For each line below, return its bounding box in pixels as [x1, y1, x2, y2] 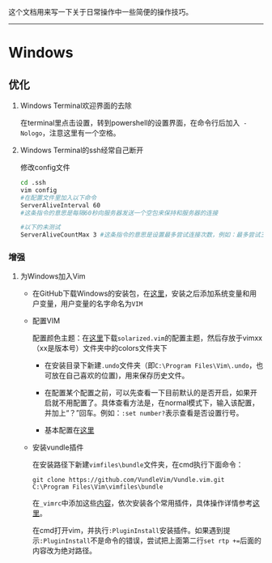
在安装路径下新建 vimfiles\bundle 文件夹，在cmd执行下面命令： [32, 460, 244, 470]
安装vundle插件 [32, 442, 84, 452]
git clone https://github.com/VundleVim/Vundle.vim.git [32, 476, 225, 484]
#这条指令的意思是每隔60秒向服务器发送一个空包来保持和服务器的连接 [19, 209, 219, 217]
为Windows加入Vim [19, 271, 87, 281]
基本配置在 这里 [44, 425, 95, 435]
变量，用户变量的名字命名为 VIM [39, 299, 143, 309]
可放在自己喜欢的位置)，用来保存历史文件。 [44, 371, 189, 381]
